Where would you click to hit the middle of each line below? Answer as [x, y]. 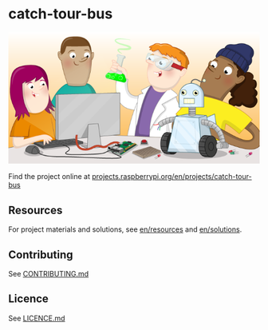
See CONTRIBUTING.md [49, 274]
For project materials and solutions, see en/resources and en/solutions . [125, 229]
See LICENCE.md [37, 318]
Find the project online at [49, 177]
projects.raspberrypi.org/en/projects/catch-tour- [172, 177]
